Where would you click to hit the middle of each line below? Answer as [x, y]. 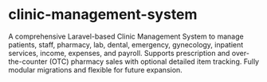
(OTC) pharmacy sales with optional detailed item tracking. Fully [154, 61]
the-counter [28, 61]
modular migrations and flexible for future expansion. [96, 69]
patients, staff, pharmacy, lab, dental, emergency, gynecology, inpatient [126, 44]
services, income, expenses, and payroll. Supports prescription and [119, 53]
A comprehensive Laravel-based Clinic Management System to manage [126, 36]
